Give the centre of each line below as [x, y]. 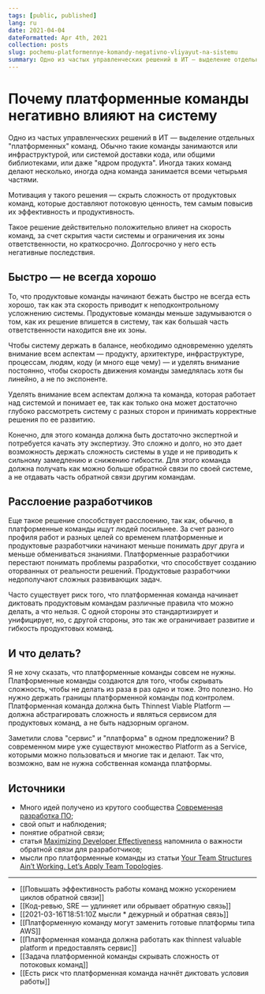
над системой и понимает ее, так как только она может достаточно [123, 402]
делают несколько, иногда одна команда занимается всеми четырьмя [128, 171]
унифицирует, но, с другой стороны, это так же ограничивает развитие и [131, 620]
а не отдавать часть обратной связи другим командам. [102, 476]
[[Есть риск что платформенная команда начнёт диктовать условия [134, 973]
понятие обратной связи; [62, 833]
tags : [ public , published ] [52, 15]
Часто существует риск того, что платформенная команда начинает [123, 595]
